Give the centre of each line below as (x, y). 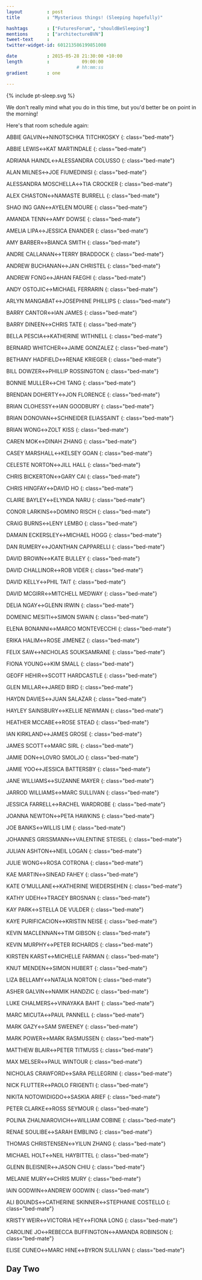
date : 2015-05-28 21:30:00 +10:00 (64, 56)
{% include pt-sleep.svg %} (41, 95)
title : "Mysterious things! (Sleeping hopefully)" (85, 18)
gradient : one (33, 73)
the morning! (22, 114)
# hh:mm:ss (90, 67)
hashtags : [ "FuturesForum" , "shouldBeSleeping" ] (78, 28)
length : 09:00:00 (55, 62)
